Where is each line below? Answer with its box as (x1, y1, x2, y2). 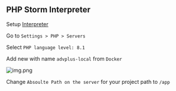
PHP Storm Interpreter (6, 5, 91, 15)
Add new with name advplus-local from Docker (6, 55, 123, 62)
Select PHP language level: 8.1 (6, 43, 85, 51)
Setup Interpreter (6, 20, 49, 27)
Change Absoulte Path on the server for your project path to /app (6, 78, 171, 85)
